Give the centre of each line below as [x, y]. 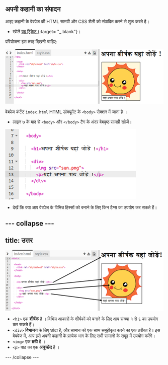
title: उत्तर [19, 240]
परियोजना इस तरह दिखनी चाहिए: [31, 41]
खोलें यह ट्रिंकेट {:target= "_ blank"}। [47, 31]
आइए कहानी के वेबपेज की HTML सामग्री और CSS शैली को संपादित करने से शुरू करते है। [77, 21]
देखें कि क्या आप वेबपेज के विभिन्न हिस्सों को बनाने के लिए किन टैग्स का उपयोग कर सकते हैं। [85, 207]
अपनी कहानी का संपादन [33, 9]
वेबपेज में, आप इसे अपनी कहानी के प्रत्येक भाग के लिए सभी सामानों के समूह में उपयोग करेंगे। [84, 336]
